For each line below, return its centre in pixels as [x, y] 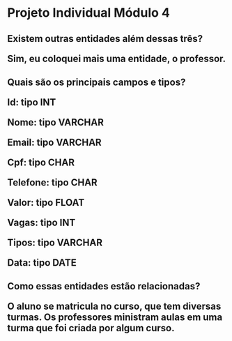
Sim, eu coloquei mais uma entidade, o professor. [117, 58]
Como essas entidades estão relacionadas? [104, 286]
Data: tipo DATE [42, 263]
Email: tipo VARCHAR [55, 142]
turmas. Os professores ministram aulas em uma [115, 318]
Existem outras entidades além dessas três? [105, 39]
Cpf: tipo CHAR [41, 162]
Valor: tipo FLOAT [46, 203]
